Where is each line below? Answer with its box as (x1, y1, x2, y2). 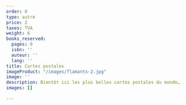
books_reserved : (6, 36, 46, 42)
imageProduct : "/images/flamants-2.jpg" (6, 69, 107, 74)
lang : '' (11, 57, 33, 63)
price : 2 (6, 19, 28, 25)
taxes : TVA (6, 25, 33, 31)
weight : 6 (6, 31, 31, 36)
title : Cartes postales (6, 63, 65, 69)
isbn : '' (11, 47, 33, 53)
